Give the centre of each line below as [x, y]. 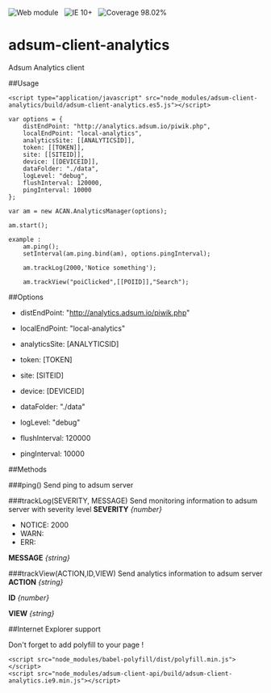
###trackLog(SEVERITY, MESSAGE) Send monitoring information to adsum [133, 501]
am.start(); [28, 225]
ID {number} [29, 598]
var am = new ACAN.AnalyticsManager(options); [88, 211]
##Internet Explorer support [54, 629]
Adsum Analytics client [46, 67]
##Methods [27, 469]
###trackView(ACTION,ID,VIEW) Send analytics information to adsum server [135, 573]
